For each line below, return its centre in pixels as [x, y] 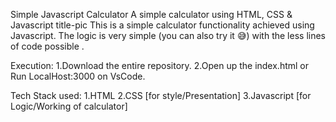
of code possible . [47, 46]
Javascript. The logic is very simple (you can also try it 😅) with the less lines [168, 35]
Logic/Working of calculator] [69, 106]
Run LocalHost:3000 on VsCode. [78, 76]
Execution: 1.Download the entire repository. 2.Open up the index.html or [160, 65]
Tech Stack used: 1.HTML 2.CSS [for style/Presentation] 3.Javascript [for [161, 95]
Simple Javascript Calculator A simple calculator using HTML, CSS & [151, 14]
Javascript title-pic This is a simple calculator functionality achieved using [162, 25]
